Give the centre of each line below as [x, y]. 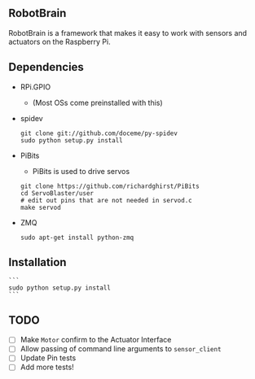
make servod [40, 207]
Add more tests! [47, 367]
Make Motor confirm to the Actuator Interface [96, 340]
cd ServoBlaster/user [57, 193]
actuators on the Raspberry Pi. [60, 41]
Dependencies [46, 67]
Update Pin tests [48, 358]
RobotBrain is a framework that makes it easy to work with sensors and [127, 33]
